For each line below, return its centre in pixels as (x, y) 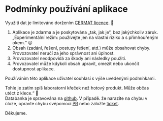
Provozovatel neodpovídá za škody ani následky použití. (69, 58)
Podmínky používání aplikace (66, 9)
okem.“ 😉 (22, 42)
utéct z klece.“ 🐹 (22, 93)
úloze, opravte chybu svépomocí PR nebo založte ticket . (62, 103)
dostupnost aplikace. (33, 69)
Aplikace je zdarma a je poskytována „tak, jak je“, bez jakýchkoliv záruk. (85, 32)
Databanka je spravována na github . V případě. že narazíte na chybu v (76, 98)
